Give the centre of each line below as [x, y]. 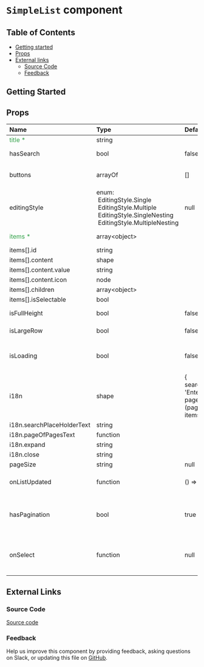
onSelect [22, 555]
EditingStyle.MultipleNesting [138, 223]
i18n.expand [27, 445]
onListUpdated [30, 482]
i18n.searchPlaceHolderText [50, 425]
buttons [20, 175]
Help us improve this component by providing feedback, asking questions [98, 651]
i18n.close [24, 455]
